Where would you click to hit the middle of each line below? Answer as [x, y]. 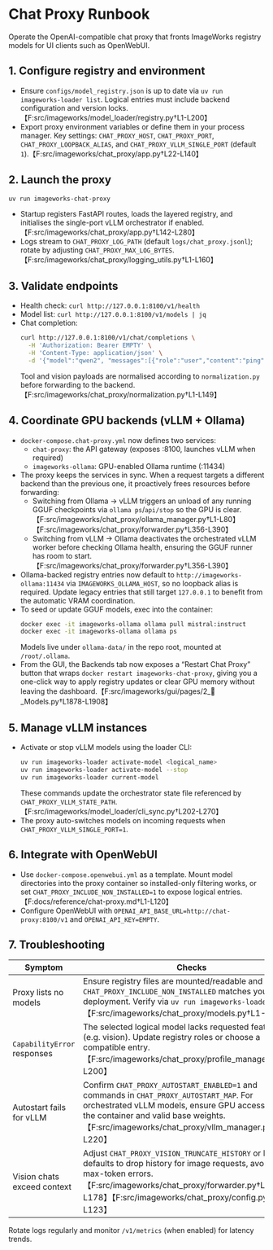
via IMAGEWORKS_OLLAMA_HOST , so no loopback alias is [152, 583]
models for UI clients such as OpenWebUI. [79, 45]
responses [32, 1054]
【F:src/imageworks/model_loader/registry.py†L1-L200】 [116, 117]
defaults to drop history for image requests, [165, 1164]
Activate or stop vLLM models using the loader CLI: [106, 748]
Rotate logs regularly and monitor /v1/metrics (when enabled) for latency [131, 1230]
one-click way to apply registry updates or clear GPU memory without [137, 682]
